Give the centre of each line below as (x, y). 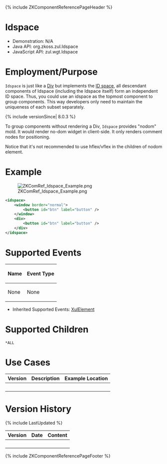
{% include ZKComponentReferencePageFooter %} (58, 456)
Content (57, 435)
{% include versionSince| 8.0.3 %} (40, 116)
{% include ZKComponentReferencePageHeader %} (59, 7)
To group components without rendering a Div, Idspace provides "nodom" (81, 126)
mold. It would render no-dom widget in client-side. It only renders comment (84, 131)
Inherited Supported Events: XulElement (53, 309)
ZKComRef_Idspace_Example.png (52, 191)
